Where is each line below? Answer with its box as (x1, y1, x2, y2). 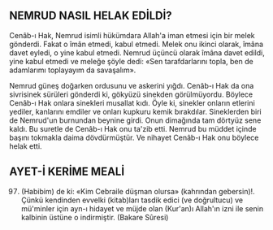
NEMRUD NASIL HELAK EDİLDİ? (9, 9, 173, 23)
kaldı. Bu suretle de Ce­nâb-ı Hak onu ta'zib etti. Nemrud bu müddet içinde (9, 124, 257, 133)
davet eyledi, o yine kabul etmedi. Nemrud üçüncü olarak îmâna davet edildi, (9, 47, 265, 58)
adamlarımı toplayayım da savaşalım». (9, 65, 136, 75)
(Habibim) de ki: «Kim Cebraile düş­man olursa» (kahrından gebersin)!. (20, 186, 255, 196)
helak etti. (9, 141, 43, 151)
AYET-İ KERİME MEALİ (9, 165, 125, 179)
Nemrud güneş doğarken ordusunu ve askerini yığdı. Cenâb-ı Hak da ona (9, 80, 254, 90)
